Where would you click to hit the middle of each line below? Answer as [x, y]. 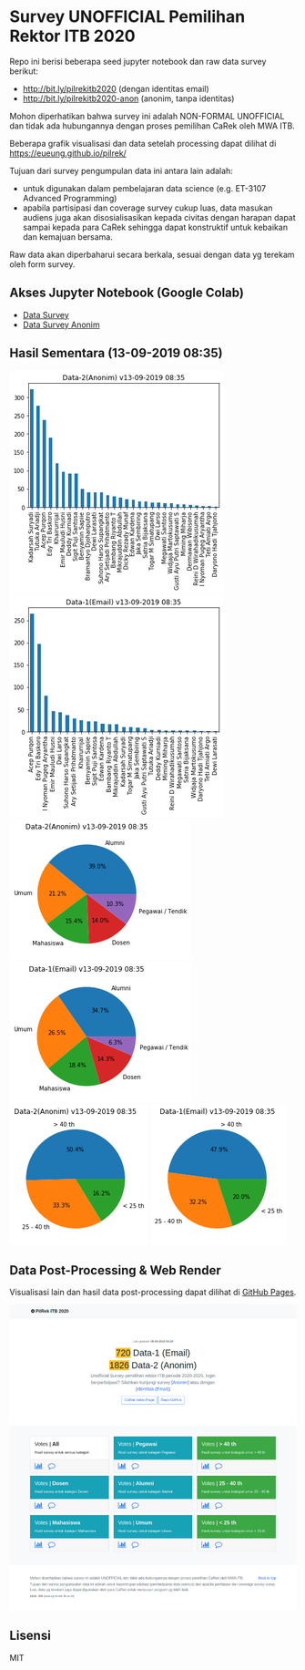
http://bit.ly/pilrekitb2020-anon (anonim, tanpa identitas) [128, 98]
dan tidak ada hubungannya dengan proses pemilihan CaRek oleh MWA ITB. [152, 126]
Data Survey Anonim [61, 325]
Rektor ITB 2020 [72, 36]
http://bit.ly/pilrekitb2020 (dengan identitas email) [116, 88]
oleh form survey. [42, 264]
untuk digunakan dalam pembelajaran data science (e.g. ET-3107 [144, 188]
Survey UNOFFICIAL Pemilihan [127, 17]
